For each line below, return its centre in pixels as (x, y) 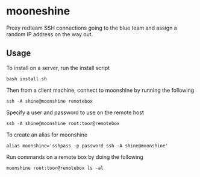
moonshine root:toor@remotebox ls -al (55, 168)
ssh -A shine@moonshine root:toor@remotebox (63, 123)
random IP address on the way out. (50, 34)
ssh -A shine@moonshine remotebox (50, 101)
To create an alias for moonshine (47, 135)
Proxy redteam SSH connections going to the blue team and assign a (92, 28)
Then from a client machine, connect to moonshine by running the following (100, 90)
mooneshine (38, 11)
